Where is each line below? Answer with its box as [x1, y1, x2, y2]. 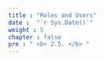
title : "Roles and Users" [8, 11, 97, 19]
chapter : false [8, 33, 61, 41]
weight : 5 [8, 26, 44, 34]
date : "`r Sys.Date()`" [8, 19, 93, 26]
